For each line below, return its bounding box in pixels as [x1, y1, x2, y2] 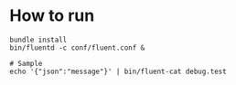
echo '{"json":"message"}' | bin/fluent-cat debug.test [9, 67, 227, 76]
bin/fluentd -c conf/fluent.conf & [9, 42, 145, 52]
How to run [9, 5, 95, 26]
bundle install [9, 35, 68, 44]
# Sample [9, 59, 43, 68]
